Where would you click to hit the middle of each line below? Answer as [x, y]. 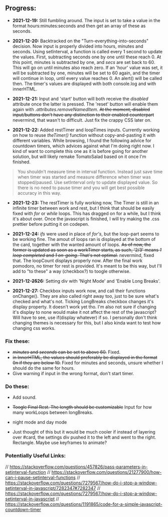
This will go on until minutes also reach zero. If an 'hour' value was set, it [88, 67]
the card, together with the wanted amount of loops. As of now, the [82, 244]
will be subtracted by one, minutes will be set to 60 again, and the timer [86, 73]
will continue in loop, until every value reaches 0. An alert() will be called [87, 78]
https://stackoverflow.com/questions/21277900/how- [107, 472]
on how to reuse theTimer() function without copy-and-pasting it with [84, 135]
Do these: [17, 387]
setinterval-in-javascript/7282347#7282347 [51, 488]
